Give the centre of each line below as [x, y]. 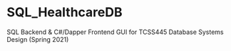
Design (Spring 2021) [38, 39]
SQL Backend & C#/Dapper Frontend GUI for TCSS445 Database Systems [115, 32]
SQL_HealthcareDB [65, 12]
